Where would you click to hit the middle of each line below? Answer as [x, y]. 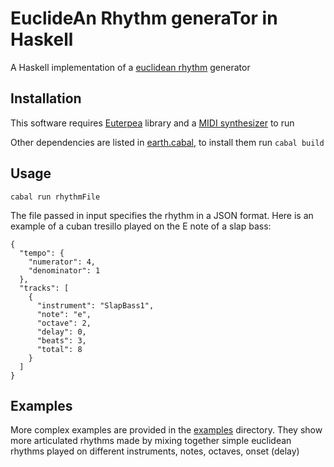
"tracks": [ [44, 288]
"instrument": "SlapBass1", [95, 305]
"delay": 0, [61, 332]
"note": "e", [64, 314]
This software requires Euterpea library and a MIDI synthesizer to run [152, 123]
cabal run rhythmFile [55, 197]
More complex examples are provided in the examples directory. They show [166, 430]
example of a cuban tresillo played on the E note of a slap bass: [141, 226]
